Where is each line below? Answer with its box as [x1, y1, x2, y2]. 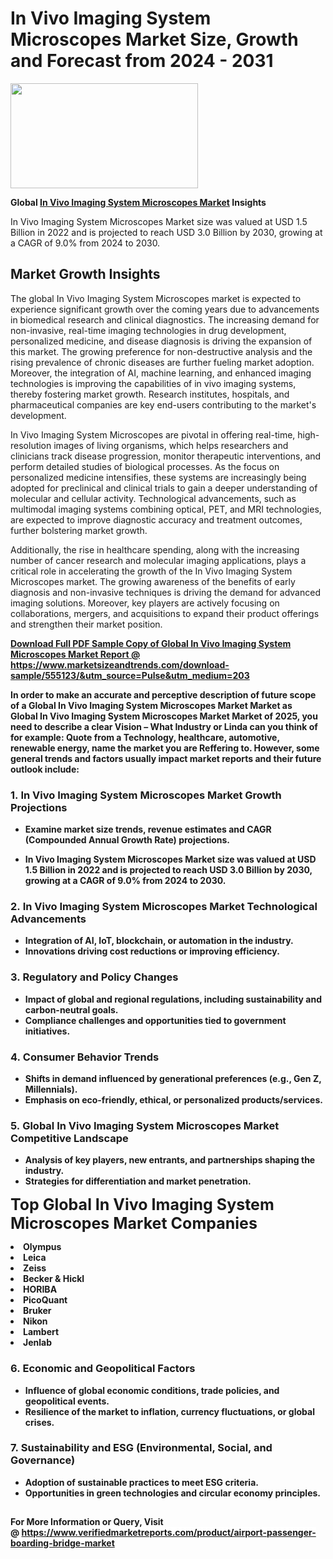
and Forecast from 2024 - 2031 [10, 50, 274, 72]
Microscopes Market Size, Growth [10, 28, 299, 51]
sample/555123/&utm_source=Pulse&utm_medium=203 [10, 669, 250, 681]
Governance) [10, 1453, 76, 1467]
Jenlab [23, 1337, 52, 1349]
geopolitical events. [24, 1395, 110, 1407]
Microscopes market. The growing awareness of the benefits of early [10, 575, 296, 587]
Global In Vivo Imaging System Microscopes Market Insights [10, 196, 267, 208]
